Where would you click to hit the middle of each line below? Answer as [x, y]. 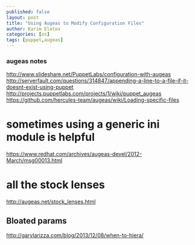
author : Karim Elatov [34, 29]
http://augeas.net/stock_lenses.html [51, 202]
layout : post [23, 18]
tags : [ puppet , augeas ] [35, 40]
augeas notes [27, 61]
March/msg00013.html [34, 160]
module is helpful [51, 137]
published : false [28, 12]
